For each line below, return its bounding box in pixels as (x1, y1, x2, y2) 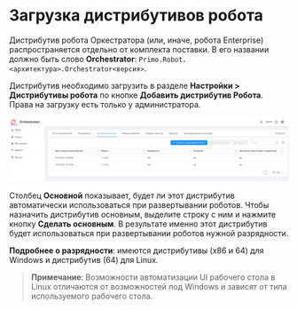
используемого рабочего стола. (30, 290, 153, 302)
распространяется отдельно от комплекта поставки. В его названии (9, 44, 270, 54)
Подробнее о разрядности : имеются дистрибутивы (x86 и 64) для (9, 245, 264, 256)
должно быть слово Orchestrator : (9, 53, 137, 64)
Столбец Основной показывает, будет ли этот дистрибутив (9, 190, 235, 201)
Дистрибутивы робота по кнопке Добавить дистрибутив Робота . (9, 90, 264, 100)
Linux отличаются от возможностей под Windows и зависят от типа (30, 282, 288, 292)
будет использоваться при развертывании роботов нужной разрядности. (9, 228, 289, 239)
